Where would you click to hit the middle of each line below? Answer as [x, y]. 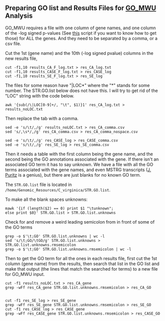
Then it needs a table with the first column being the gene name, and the [79, 154]
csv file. [13, 44]
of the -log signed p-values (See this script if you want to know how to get [81, 33]
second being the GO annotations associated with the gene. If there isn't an [82, 159]
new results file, [21, 58]
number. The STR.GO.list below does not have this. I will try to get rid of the [82, 91]
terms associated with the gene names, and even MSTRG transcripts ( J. [78, 170]
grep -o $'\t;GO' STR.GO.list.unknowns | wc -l [55, 236]
